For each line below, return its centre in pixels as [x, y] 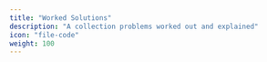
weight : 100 [32, 43]
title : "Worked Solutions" [61, 18]
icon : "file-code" [44, 35]
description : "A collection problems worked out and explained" [134, 26]
